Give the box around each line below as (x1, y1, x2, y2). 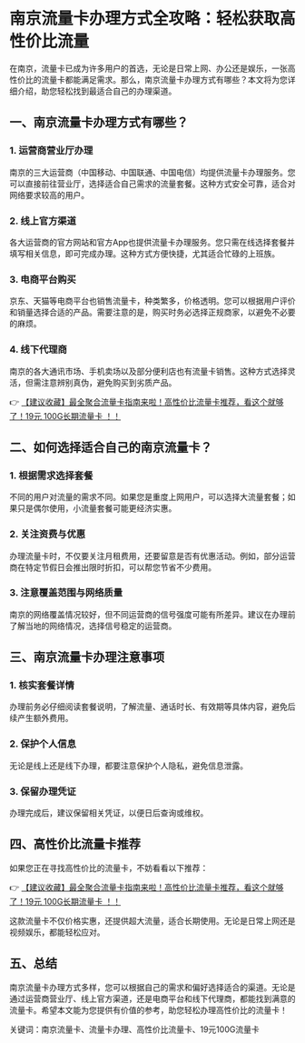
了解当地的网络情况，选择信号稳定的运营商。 (9, 620, 177, 631)
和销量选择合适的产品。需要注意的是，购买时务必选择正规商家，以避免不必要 (9, 306, 296, 318)
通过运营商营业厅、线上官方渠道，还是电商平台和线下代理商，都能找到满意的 (9, 993, 296, 1004)
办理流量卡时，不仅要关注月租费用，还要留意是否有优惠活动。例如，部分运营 (9, 550, 296, 561)
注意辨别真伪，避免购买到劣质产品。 (40, 376, 177, 387)
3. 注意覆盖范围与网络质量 (9, 587, 123, 599)
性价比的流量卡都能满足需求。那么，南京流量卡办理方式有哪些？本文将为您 (9, 74, 288, 85)
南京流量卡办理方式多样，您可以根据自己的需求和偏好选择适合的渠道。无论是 (9, 981, 296, 992)
